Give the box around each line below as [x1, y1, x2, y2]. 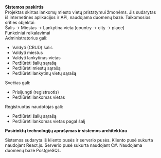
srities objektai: [5, 19, 36, 25]
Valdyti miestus [12, 50, 43, 55]
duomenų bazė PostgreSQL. [5, 148, 62, 153]
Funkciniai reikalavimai [5, 30, 50, 35]
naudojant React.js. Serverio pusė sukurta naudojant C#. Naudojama [5, 142, 143, 148]
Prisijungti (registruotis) [12, 89, 59, 95]
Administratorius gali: [5, 35, 48, 41]
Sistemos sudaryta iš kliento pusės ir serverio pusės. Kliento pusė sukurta [5, 137, 153, 143]
